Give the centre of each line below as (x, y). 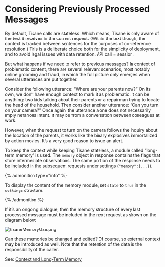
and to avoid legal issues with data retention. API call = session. (70, 54)
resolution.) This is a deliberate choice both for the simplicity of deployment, (82, 49)
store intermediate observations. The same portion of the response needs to (82, 160)
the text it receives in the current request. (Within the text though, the (75, 38)
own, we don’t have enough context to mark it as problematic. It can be (77, 94)
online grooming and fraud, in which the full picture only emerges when (78, 74)
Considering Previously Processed (78, 9)
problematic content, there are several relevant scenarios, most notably (78, 69)
